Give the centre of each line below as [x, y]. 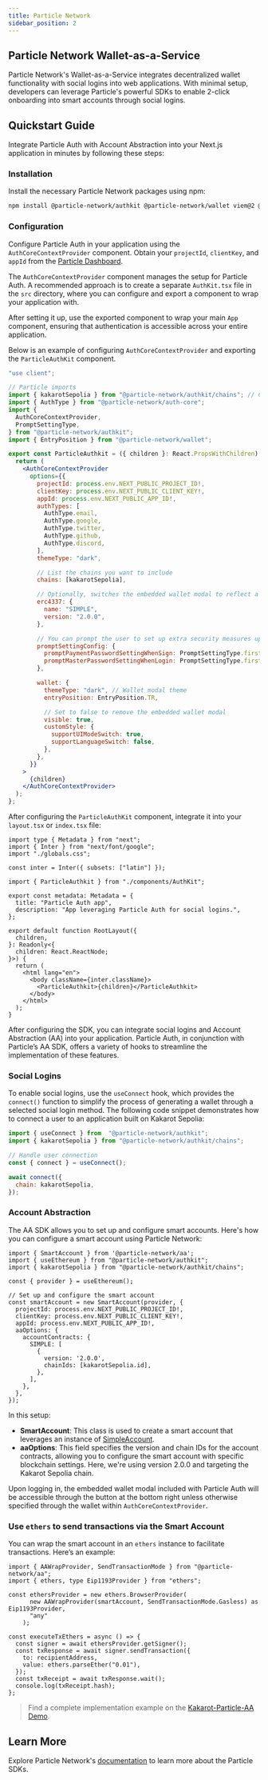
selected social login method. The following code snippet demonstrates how [134, 1110]
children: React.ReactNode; [62, 952]
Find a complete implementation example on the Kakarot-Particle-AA [141, 1708]
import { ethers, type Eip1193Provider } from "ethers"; [105, 1581]
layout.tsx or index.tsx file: [55, 826]
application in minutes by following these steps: [87, 154]
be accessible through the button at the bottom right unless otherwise [123, 1497]
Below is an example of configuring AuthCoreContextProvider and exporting [132, 350]
